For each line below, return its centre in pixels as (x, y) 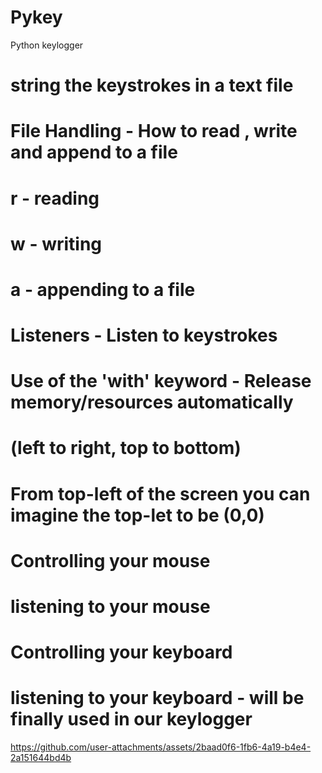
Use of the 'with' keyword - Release (161, 381)
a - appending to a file (103, 289)
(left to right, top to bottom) (126, 448)
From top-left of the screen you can (160, 493)
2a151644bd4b (41, 758)
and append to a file (94, 152)
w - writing (56, 243)
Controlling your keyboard (121, 652)
